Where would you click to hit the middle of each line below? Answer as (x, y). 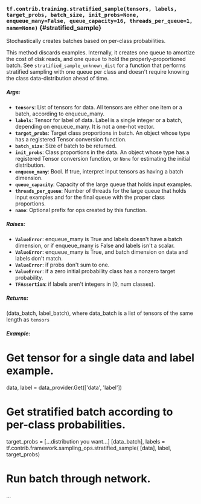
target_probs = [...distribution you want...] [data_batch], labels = (86, 441)
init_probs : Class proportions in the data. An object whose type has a (102, 152)
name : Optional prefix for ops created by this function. (81, 210)
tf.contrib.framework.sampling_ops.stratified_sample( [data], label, (89, 448)
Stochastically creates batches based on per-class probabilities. (86, 41)
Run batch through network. (78, 478)
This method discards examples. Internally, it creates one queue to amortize (101, 53)
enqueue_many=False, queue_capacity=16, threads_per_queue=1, (100, 21)
